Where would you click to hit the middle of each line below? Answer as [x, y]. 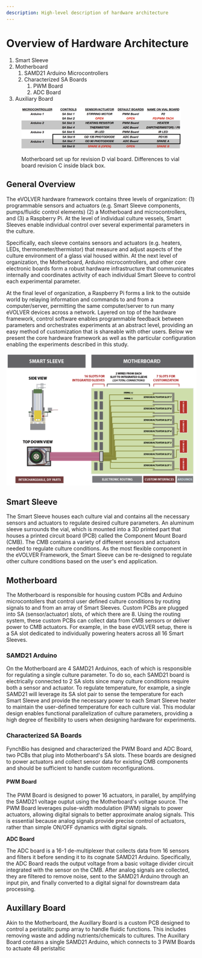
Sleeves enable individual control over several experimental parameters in [98, 225]
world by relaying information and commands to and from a [80, 299]
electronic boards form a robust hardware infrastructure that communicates [100, 268]
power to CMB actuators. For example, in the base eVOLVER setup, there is [99, 627]
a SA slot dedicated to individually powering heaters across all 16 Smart [95, 633]
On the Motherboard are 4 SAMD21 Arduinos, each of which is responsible [99, 669]
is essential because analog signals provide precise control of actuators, [96, 820]
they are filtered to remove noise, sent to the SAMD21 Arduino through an [97, 876]
